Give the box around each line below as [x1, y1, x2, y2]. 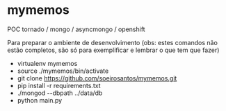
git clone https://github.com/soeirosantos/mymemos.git [17, 74, 177, 82]
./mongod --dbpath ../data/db [17, 89, 103, 97]
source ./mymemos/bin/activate [17, 67, 109, 75]
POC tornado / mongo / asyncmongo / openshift [7, 25, 145, 33]
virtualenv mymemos [17, 59, 78, 67]
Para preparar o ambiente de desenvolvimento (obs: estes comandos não [7, 38, 218, 46]
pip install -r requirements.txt [17, 81, 101, 89]
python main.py [17, 96, 63, 104]
